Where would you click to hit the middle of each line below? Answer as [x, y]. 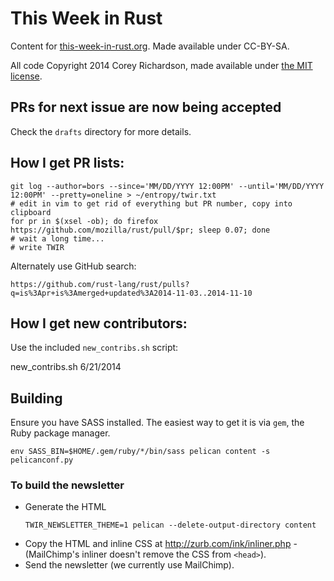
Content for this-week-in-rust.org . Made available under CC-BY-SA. [150, 46]
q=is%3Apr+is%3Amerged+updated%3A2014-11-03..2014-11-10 [131, 293]
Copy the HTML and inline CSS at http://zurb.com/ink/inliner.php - [161, 544]
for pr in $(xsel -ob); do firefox [84, 221]
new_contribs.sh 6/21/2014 [66, 367]
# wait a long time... [57, 238]
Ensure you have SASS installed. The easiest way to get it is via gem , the [157, 423]
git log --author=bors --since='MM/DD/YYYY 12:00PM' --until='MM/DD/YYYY [167, 186]
